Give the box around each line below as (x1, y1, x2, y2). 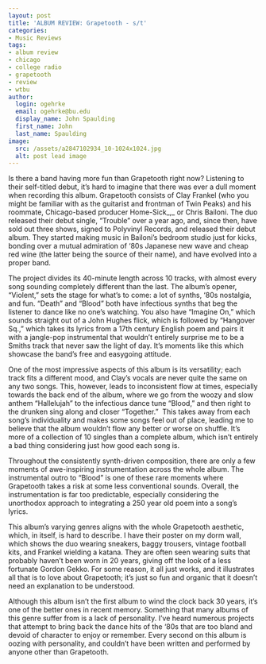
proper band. (8, 258, 52, 268)
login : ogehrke (15, 100, 66, 108)
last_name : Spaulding (15, 129, 87, 137)
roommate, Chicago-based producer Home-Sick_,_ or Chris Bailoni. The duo (8, 207, 258, 217)
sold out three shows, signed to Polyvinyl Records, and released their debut (8, 224, 256, 234)
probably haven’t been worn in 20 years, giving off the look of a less (8, 556, 232, 566)
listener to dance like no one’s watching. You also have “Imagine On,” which (8, 307, 256, 317)
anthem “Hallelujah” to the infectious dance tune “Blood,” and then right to (8, 399, 252, 408)
